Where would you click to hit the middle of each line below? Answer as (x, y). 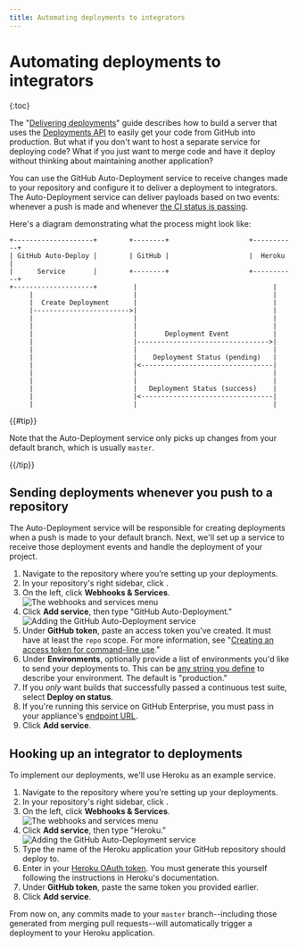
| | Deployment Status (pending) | (153, 357)
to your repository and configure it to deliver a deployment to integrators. (144, 187)
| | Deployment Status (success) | (153, 388)
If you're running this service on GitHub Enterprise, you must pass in (148, 707)
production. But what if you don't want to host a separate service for (135, 141)
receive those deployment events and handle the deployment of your (136, 547)
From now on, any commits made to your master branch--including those (143, 914)
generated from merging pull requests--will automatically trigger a (131, 924)
